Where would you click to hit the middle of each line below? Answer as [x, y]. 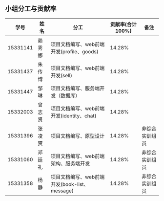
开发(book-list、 [70, 184]
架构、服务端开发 [70, 163]
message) [62, 191]
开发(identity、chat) [73, 115]
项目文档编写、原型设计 [78, 136]
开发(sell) [61, 75]
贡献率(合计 [123, 24]
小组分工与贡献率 [31, 9]
